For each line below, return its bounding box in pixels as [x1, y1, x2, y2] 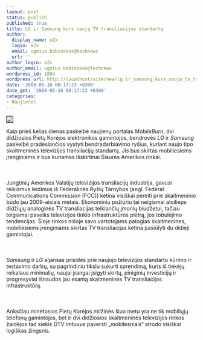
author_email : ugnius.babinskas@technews [6, 65, 112, 71]
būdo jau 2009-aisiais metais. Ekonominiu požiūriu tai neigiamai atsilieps [6, 198, 187, 206]
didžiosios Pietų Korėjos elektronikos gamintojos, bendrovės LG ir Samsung [6, 134, 195, 141]
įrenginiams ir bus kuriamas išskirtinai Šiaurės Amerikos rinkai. [6, 153, 162, 160]
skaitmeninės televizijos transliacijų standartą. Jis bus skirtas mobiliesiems [6, 146, 192, 154]
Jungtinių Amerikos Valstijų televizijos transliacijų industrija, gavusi [6, 179, 172, 186]
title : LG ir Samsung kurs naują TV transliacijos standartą [6, 25, 164, 32]
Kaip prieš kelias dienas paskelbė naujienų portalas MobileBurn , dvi [6, 128, 174, 135]
